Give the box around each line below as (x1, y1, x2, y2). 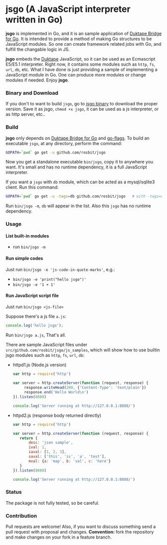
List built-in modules (5, 233, 49, 239)
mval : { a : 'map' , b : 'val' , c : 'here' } (28, 459, 111, 464)
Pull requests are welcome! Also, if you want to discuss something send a (5, 524, 156, 530)
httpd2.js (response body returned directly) (12, 412, 102, 418)
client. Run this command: (5, 184, 59, 190)
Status (5, 488, 22, 495)
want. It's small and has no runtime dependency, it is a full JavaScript (5, 164, 147, 170)
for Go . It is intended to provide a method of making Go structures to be (5, 36, 152, 42)
